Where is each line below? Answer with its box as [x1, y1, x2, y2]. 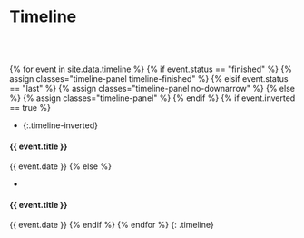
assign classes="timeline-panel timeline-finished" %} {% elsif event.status [9, 73, 289, 84]
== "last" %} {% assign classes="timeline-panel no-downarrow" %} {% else [9, 83, 295, 94]
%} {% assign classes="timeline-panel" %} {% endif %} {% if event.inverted [9, 93, 296, 104]
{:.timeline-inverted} [22, 120, 98, 131]
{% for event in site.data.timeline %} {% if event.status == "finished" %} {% [9, 64, 292, 74]
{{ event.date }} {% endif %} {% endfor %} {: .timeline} [9, 220, 215, 231]
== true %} [9, 102, 52, 113]
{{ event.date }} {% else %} [9, 161, 112, 172]
